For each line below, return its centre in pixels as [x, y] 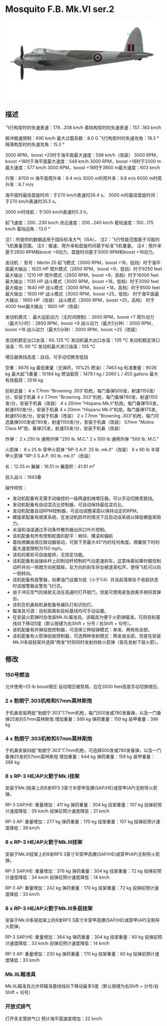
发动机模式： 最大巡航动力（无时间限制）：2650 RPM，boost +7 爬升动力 [80, 317]
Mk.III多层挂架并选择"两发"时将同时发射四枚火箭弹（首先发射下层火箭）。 [86, 642]
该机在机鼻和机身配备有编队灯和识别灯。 [54, 604]
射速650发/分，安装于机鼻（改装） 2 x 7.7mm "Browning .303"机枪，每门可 [82, 416]
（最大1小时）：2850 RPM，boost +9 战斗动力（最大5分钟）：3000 [73, 323]
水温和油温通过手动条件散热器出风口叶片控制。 [60, 529]
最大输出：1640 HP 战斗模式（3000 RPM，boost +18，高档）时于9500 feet [83, 287]
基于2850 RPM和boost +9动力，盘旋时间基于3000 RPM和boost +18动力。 [81, 252]
